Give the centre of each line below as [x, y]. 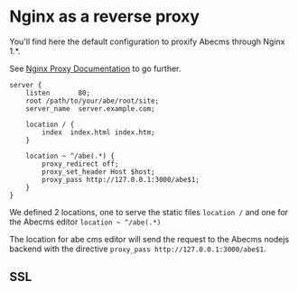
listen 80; [58, 93]
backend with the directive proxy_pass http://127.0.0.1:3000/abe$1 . [138, 249]
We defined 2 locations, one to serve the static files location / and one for [149, 212]
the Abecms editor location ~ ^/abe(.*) [85, 222]
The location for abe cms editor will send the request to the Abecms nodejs [149, 239]
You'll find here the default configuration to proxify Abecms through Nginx [147, 41]
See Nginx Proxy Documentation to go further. [95, 68]
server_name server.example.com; [90, 109]
